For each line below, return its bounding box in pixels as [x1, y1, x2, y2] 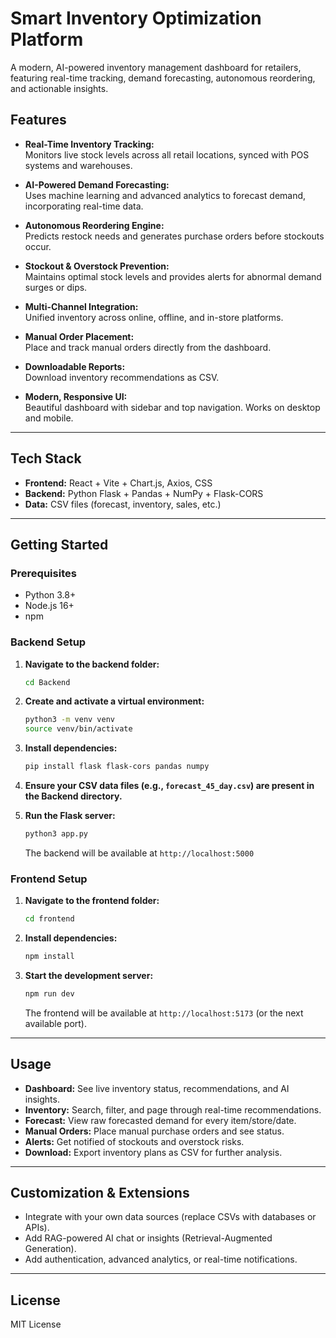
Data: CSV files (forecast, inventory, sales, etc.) [24, 498, 222, 510]
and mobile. [24, 412, 74, 424]
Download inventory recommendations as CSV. [24, 371, 220, 383]
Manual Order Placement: [24, 330, 135, 342]
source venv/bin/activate [24, 724, 133, 734]
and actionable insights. [10, 82, 109, 94]
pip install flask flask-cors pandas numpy [24, 762, 210, 772]
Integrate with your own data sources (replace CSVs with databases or [24, 1211, 317, 1223]
